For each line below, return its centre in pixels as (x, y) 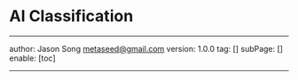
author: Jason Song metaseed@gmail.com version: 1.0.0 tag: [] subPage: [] (146, 48)
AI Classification (71, 16)
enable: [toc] (32, 58)
